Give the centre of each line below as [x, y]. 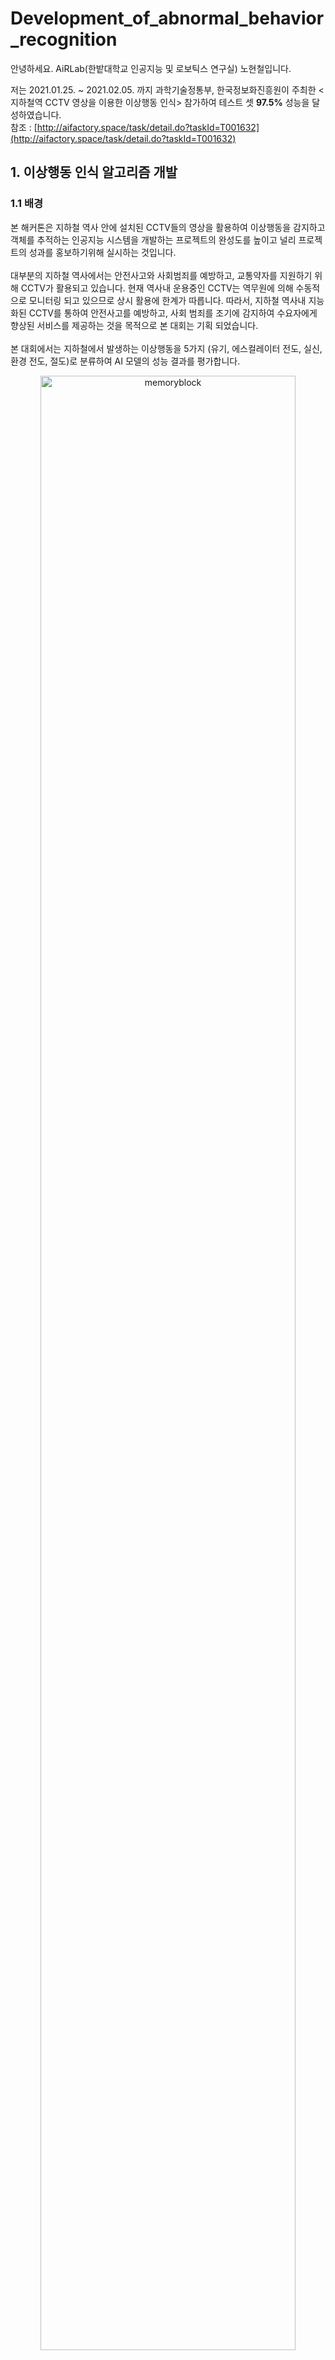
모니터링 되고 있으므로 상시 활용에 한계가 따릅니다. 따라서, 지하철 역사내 [167, 300]
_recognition [64, 39]
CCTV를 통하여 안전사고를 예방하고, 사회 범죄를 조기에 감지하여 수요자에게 [173, 313]
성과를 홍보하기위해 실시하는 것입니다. [102, 252]
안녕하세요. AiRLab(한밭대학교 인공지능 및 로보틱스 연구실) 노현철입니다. [151, 68]
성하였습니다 [35, 114]
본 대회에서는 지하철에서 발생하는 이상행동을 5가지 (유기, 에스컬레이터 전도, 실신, [166, 348]
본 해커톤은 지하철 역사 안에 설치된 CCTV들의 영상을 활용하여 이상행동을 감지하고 [168, 227]
